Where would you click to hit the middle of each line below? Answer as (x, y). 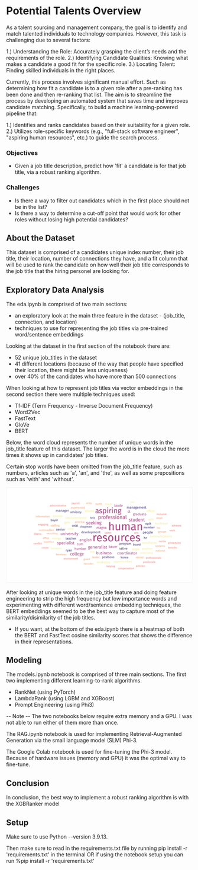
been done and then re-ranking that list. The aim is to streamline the (89, 94)
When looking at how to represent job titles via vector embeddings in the (95, 388)
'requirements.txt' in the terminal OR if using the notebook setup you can (95, 855)
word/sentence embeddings (49, 335)
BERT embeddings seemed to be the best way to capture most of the (90, 611)
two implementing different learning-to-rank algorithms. (74, 681)
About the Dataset (40, 238)
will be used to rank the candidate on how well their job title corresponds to (98, 265)
